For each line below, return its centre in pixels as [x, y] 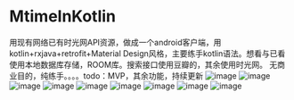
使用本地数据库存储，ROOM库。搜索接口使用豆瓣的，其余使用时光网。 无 [143, 64]
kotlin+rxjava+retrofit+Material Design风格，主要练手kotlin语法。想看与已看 [147, 53]
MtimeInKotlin [62, 17]
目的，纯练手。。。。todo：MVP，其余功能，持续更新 [110, 75]
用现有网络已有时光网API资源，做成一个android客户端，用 [115, 42]
